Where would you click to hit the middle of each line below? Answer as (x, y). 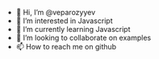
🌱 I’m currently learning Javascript (73, 29)
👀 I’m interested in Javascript (64, 21)
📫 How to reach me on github (66, 47)
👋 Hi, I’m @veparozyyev (56, 12)
